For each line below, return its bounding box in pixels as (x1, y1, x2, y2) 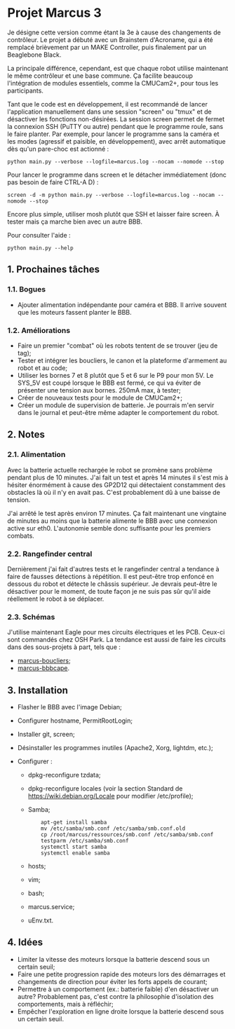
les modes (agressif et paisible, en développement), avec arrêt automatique (7, 137, 226, 145)
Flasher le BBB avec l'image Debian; (17, 703, 122, 711)
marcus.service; (27, 903, 75, 911)
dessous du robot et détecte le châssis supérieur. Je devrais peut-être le (7, 580, 217, 588)
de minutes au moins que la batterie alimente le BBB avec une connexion (7, 517, 217, 525)
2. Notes (7, 429, 46, 441)
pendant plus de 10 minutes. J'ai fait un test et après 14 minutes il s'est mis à (7, 473, 229, 482)
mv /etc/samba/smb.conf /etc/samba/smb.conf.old (41, 825, 186, 832)
